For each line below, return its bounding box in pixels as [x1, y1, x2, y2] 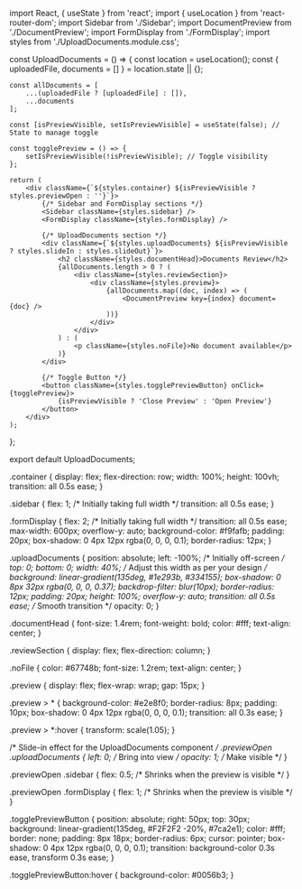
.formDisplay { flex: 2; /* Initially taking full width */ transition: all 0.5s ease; [9, 516, 288, 526]
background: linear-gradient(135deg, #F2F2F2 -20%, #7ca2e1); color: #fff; [9, 823, 286, 834]
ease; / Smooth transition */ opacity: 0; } [9, 600, 160, 611]
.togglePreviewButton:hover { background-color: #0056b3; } [9, 870, 234, 880]
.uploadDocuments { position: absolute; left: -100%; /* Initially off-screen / [9, 552, 286, 563]
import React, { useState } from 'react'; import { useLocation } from [9, 8, 259, 18]
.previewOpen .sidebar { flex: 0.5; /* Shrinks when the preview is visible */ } [9, 769, 290, 780]
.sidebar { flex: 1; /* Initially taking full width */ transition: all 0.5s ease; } [9, 498, 275, 509]
